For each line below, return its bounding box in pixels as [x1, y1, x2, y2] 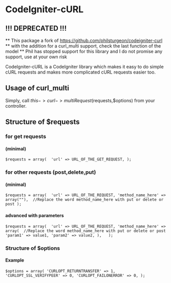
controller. [5, 103, 27, 109]
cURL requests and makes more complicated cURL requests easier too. [5, 69, 156, 75]
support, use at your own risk [5, 54, 68, 60]
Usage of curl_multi [5, 84, 69, 92]
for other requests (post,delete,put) [5, 169, 96, 176]
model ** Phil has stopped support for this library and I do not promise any [5, 49, 163, 54]
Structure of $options [5, 244, 60, 251]
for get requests [5, 133, 47, 140]
